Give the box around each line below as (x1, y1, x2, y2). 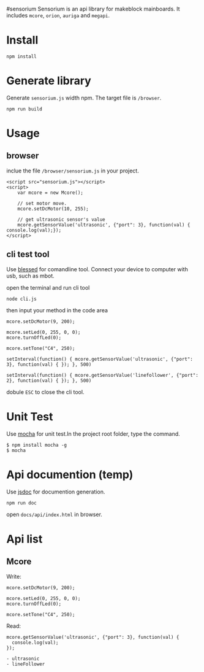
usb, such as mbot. (6, 272, 55, 279)
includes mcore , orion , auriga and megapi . (6, 12, 110, 19)
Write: (6, 573, 21, 580)
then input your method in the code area (6, 306, 108, 314)
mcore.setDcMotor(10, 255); (17, 206, 89, 212)
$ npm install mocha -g (6, 442, 67, 448)
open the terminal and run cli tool (6, 284, 90, 291)
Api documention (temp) (6, 468, 134, 481)
